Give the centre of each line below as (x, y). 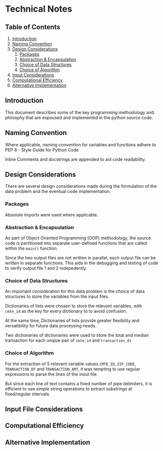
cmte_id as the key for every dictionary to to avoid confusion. (66, 311)
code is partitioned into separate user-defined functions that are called (76, 243)
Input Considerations (33, 75)
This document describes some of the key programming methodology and (80, 112)
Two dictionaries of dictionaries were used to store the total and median (77, 335)
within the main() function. (32, 248)
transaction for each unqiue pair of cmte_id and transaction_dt (68, 340)
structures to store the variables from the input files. (57, 296)
